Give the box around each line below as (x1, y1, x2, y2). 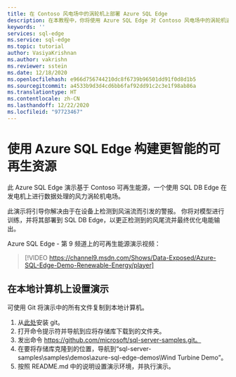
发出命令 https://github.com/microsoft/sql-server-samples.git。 (17, 336, 202, 344)
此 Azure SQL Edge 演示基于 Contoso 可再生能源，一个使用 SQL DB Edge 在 (7, 183, 227, 191)
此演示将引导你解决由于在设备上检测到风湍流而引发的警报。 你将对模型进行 (7, 207, 225, 215)
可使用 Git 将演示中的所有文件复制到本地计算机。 (7, 303, 149, 312)
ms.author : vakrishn (7, 56, 68, 63)
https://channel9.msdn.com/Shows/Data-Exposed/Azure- (48, 253, 216, 262)
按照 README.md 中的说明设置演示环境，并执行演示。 (17, 362, 175, 370)
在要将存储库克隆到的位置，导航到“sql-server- (17, 344, 152, 352)
